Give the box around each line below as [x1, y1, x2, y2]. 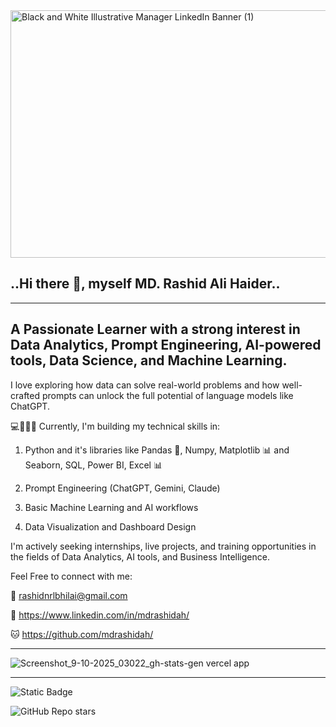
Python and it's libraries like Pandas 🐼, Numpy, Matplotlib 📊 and [24, 444, 290, 456]
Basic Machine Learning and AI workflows [24, 501, 199, 513]
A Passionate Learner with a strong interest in [10, 321, 301, 338]
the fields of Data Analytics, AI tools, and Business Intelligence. [10, 550, 270, 563]
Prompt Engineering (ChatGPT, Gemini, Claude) [24, 482, 221, 494]
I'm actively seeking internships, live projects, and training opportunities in [10, 540, 317, 552]
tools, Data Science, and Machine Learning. [10, 352, 288, 369]
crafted [10, 389, 41, 401]
